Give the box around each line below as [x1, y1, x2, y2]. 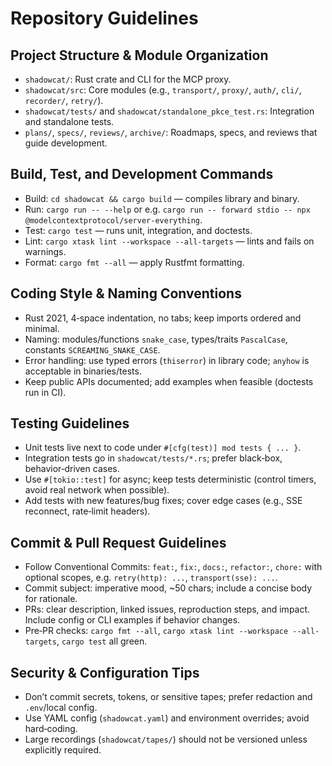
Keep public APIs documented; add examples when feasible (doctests [24, 375, 314, 387]
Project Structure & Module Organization [10, 47, 269, 64]
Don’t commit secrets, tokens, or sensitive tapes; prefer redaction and [24, 691, 313, 703]
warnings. [24, 245, 67, 257]
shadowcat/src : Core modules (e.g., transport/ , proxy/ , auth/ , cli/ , [24, 84, 302, 96]
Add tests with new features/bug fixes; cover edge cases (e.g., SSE [24, 495, 303, 507]
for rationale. [24, 593, 78, 605]
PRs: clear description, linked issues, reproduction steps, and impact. [24, 603, 311, 616]
